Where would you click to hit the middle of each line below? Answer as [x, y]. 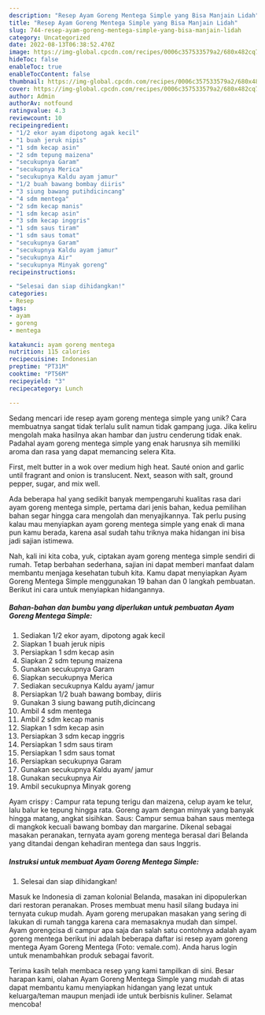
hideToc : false [34, 60]
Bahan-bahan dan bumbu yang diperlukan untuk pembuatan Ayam [121, 607]
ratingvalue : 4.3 [37, 111]
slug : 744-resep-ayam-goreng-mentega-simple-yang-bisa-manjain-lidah [125, 30]
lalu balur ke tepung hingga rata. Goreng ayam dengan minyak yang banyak [132, 810]
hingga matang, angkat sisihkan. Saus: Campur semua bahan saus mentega [132, 819]
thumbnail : [27, 81]
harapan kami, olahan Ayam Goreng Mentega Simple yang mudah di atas [127, 980]
